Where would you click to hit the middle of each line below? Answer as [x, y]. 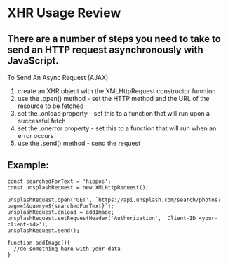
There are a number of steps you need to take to [114, 39]
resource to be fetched [51, 106]
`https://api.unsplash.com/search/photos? [158, 200]
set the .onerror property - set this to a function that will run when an [117, 128]
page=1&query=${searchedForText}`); [61, 206]
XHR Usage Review [64, 13]
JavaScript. [33, 61]
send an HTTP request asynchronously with [105, 49]
